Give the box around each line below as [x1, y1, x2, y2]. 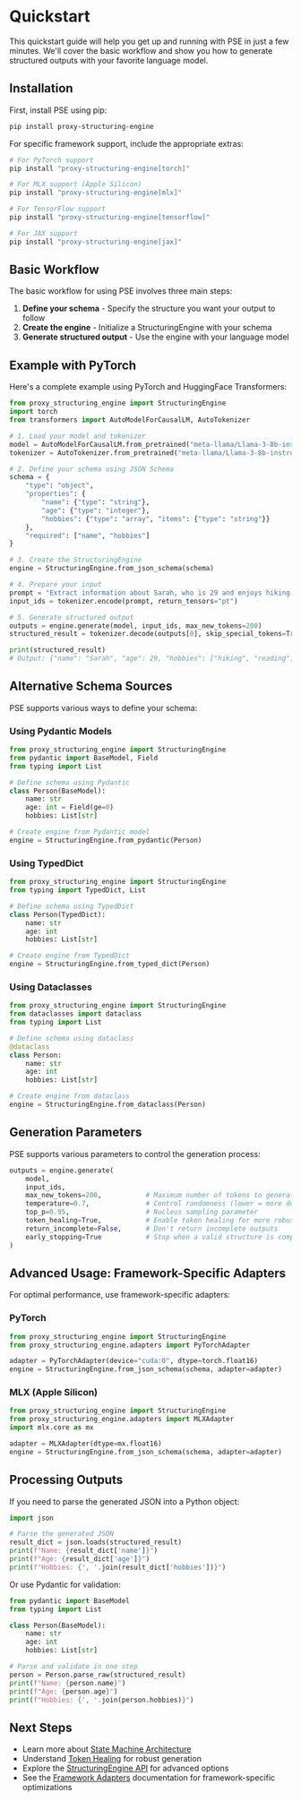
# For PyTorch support [9, 155, 94, 165]
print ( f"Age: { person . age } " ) [9, 1686, 118, 1696]
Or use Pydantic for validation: [9, 1579, 121, 1590]
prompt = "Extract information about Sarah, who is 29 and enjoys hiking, [9, 588, 295, 597]
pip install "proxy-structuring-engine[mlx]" [9, 188, 182, 198]
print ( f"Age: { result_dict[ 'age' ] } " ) [9, 1555, 150, 1564]
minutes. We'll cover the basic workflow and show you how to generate [9, 45, 273, 56]
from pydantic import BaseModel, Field [9, 753, 159, 762]
